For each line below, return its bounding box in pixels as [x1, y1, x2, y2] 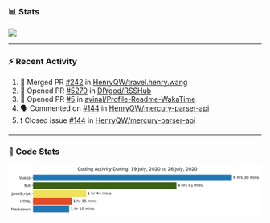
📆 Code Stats [8, 146, 60, 157]
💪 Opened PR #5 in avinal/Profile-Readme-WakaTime [19, 94, 196, 103]
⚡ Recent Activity [8, 56, 78, 67]
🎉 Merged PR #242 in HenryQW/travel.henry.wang [19, 77, 188, 87]
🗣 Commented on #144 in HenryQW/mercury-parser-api [19, 103, 210, 113]
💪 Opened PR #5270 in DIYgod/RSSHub [19, 86, 152, 95]
